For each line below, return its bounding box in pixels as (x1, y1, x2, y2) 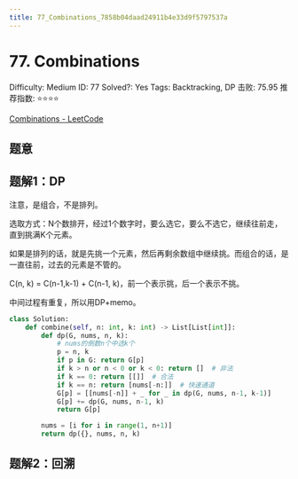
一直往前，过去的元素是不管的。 (9, 259, 126, 270)
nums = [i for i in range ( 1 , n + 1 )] (41, 421, 173, 430)
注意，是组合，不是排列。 (9, 199, 103, 209)
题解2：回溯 (9, 456, 75, 471)
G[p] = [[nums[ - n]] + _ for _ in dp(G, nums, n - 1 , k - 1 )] (56, 389, 272, 397)
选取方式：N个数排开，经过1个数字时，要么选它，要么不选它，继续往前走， (9, 218, 283, 229)
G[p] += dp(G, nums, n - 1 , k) (56, 397, 165, 406)
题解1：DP (9, 174, 66, 189)
